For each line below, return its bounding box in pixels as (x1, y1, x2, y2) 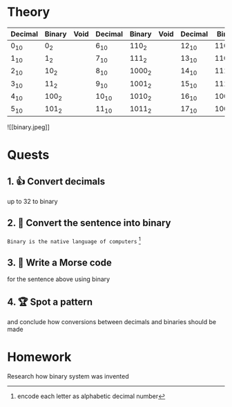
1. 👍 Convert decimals (7, 176, 106, 187)
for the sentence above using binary (7, 275, 110, 283)
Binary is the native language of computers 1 (7, 236, 142, 245)
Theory (7, 4, 50, 20)
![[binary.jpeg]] (7, 123, 50, 131)
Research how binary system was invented (7, 372, 129, 381)
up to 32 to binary (7, 198, 58, 206)
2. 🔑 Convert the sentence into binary (7, 217, 171, 229)
